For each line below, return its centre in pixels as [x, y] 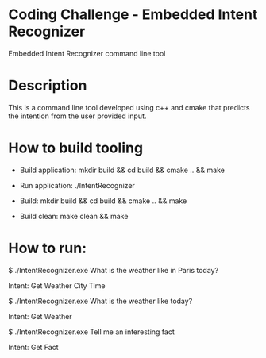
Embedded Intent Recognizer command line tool [87, 53]
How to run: [48, 248]
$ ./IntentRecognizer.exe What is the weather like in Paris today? [114, 270]
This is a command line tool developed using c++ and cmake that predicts [129, 107]
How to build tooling [76, 148]
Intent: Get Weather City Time [57, 285]
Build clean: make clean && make [74, 216]
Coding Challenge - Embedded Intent [133, 15]
